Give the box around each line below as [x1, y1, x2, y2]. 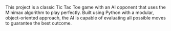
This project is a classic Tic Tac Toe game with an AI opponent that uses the [5, 4, 166, 10]
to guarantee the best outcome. [5, 20, 72, 26]
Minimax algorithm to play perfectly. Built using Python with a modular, [5, 9, 155, 15]
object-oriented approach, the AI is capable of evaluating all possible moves [5, 15, 166, 20]
